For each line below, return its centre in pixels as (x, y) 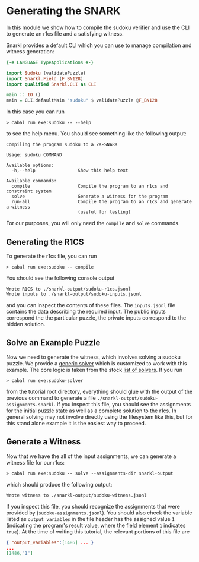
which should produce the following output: (59, 484)
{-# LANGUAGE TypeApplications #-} (50, 62)
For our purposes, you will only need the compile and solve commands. (93, 223)
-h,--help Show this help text (70, 171)
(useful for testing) (105, 212)
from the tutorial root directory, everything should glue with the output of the (99, 391)
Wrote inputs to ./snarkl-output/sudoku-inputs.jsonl (74, 294)
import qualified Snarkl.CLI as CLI (51, 84)
